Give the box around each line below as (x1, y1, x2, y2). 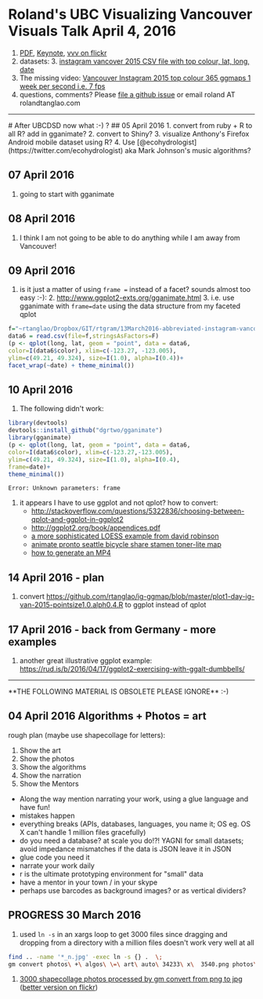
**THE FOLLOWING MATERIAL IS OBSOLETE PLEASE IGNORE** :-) (8, 687, 229, 696)
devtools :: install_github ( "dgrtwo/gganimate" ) (8, 426, 163, 435)
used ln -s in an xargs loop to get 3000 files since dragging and (19, 929, 229, 939)
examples (8, 635, 57, 648)
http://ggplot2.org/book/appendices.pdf (31, 523, 160, 533)
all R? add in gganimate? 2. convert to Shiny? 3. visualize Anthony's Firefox (8, 129, 250, 138)
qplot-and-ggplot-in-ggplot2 (31, 515, 124, 524)
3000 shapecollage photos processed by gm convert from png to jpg (19, 975, 243, 984)
